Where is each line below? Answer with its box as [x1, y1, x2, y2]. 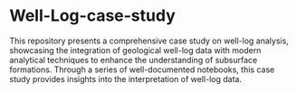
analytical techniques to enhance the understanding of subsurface [9, 54, 258, 65]
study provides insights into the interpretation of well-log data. [9, 73, 243, 84]
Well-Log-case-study [9, 5, 177, 26]
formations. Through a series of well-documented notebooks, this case [9, 64, 275, 75]
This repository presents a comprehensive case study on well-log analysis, [9, 35, 290, 46]
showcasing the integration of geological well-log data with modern [9, 44, 262, 55]
